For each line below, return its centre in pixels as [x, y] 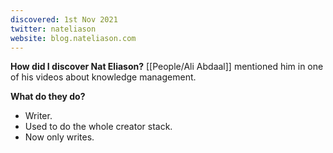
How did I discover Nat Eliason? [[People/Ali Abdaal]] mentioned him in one [167, 67]
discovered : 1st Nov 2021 [64, 19]
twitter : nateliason [53, 29]
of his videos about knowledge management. [103, 77]
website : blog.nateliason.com [73, 38]
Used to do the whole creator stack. [98, 127]
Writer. [38, 116]
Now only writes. [59, 137]
